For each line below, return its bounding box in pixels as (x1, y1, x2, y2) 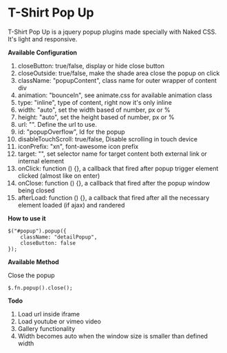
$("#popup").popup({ (8, 228, 67, 234)
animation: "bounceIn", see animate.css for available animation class (17, 91, 213, 99)
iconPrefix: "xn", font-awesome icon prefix (17, 142, 139, 150)
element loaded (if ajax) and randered (17, 201, 125, 209)
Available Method (8, 257, 59, 266)
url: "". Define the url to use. (17, 120, 97, 128)
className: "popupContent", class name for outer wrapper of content (17, 76, 217, 84)
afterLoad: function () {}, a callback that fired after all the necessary (17, 193, 210, 201)
